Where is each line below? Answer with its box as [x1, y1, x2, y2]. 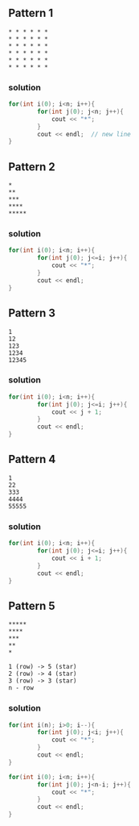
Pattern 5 [8, 599, 55, 612]
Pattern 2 [8, 160, 55, 173]
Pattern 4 [8, 453, 56, 466]
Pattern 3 [8, 307, 56, 320]
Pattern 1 [8, 6, 54, 20]
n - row [8, 684, 35, 692]
